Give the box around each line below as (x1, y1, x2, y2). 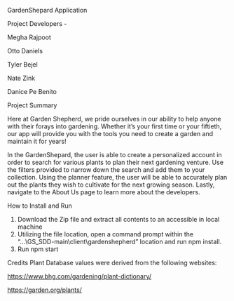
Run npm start (17, 245, 59, 253)
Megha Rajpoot (7, 33, 51, 41)
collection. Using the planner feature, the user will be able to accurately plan (7, 173, 228, 181)
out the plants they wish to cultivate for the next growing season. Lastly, (7, 180, 215, 189)
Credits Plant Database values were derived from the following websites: (7, 259, 217, 267)
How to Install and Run (7, 201, 72, 210)
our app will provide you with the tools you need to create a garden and (7, 130, 214, 138)
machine (17, 222, 43, 231)
